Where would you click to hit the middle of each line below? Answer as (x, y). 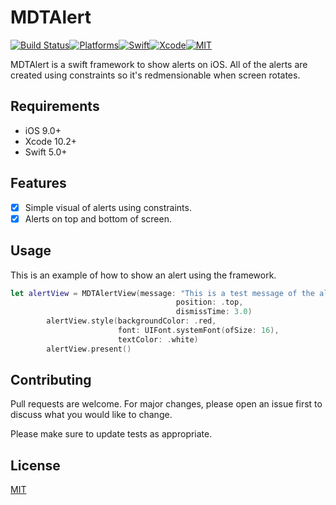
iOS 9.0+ (43, 130)
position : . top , (209, 302)
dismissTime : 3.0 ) (214, 312)
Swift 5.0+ (46, 152)
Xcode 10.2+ (51, 141)
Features (38, 183)
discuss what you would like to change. (91, 415)
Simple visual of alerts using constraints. (108, 207)
